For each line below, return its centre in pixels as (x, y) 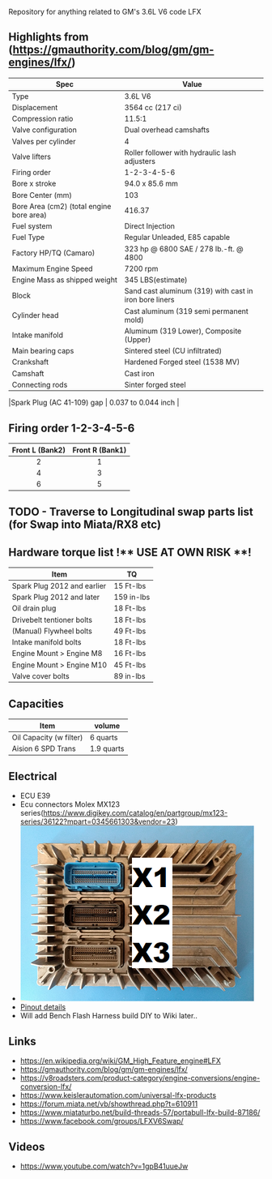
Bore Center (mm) (42, 195)
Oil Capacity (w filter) (47, 737)
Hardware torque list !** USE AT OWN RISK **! (130, 552)
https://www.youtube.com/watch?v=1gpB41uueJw (104, 1166)
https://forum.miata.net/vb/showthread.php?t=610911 (109, 1104)
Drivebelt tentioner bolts (52, 620)
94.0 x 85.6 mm (151, 184)
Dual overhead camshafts (167, 130)
